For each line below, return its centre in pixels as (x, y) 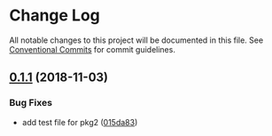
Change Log (54, 16)
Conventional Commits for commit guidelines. (92, 49)
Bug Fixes (31, 103)
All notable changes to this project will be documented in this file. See (136, 40)
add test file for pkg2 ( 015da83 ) (80, 122)
